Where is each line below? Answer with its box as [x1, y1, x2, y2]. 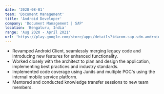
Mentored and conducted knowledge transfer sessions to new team [12, 79, 149, 85]
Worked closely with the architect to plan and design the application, [12, 58, 150, 64]
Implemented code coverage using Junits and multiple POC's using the [12, 69, 155, 74]
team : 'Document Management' [5, 12, 64, 17]
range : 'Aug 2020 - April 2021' [5, 30, 71, 35]
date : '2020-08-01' [5, 7, 45, 12]
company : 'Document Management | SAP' [5, 21, 84, 26]
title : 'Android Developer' [5, 16, 62, 21]
